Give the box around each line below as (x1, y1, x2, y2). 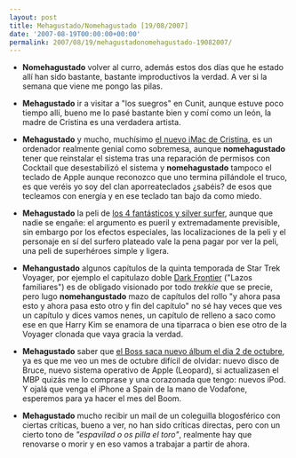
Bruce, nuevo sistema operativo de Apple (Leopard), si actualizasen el (21, 365, 279, 375)
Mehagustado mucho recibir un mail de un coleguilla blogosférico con (21, 410, 281, 422)
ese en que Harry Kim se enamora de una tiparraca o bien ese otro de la (21, 320, 287, 330)
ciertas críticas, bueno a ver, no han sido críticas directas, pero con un (21, 420, 281, 430)
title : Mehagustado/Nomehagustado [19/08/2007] (9, 21, 189, 30)
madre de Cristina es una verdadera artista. (21, 117, 181, 128)
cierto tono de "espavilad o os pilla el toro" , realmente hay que (21, 430, 252, 440)
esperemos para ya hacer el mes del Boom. (21, 393, 182, 404)
